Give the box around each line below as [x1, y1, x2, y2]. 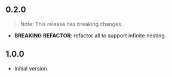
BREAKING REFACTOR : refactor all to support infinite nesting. [14, 32, 167, 39]
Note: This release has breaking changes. [20, 20, 123, 27]
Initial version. [14, 65, 49, 72]
